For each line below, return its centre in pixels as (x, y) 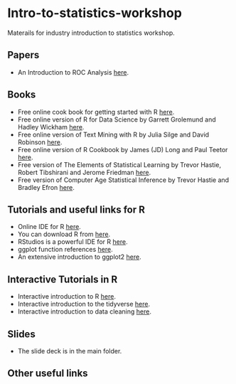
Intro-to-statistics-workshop (95, 13)
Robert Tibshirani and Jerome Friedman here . (84, 172)
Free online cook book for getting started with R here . (96, 112)
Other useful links (48, 374)
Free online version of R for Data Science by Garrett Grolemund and (117, 119)
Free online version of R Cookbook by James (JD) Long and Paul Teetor (123, 149)
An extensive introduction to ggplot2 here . (79, 257)
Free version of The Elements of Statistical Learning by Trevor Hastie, (119, 164)
